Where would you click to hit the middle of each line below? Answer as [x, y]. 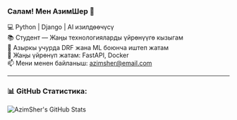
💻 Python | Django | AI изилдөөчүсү [61, 27]
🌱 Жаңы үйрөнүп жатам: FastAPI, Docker [68, 55]
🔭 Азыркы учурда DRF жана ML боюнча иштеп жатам [88, 48]
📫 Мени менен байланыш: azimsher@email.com [80, 64]
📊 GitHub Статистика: [47, 91]
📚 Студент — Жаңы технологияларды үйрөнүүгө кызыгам [95, 37]
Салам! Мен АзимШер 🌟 [51, 11]
